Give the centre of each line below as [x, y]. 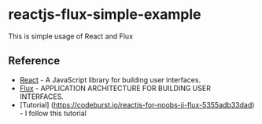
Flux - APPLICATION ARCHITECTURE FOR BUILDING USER [115, 88]
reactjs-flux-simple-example [105, 15]
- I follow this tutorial [53, 113]
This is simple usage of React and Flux [71, 36]
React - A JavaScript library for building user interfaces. [110, 79]
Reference [34, 61]
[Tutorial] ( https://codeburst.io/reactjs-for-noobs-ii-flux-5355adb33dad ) [137, 104]
